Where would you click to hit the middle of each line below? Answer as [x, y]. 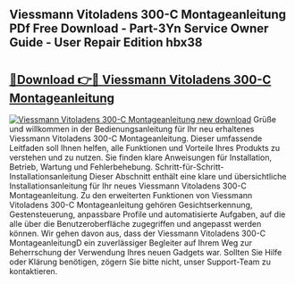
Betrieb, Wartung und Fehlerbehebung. [81, 167]
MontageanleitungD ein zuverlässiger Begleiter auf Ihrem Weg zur [131, 243]
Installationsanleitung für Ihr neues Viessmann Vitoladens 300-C [128, 186]
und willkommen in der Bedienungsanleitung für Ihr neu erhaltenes [132, 129]
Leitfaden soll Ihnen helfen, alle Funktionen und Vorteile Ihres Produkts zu [145, 148]
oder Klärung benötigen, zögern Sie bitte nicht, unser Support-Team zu [140, 262]
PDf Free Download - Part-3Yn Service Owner [139, 29]
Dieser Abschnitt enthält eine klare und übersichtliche [188, 176]
